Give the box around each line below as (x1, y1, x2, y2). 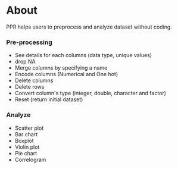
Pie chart (14, 149, 38, 157)
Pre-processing (6, 38, 52, 46)
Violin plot (14, 143, 40, 151)
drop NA (14, 58, 36, 65)
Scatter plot (14, 124, 44, 132)
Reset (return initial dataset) (14, 96, 83, 103)
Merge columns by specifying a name (14, 64, 108, 71)
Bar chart (14, 130, 38, 137)
